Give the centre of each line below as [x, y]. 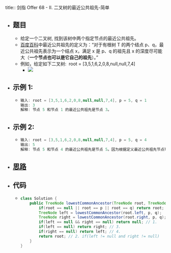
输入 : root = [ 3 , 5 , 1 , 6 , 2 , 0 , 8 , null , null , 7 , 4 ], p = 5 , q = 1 [83, 100]
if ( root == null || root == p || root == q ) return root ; [101, 208]
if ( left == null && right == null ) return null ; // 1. [98, 222]
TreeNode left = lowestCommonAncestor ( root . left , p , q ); [100, 213]
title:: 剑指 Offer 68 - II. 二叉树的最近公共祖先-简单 [58, 7]
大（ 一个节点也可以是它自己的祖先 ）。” [59, 57]
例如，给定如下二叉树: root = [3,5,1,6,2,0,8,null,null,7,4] [78, 64]
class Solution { [39, 198]
